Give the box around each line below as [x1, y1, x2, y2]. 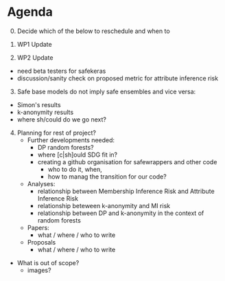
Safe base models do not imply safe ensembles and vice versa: [16, 87, 196, 95]
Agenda [7, 4, 53, 20]
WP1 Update [16, 40, 53, 48]
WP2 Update [16, 53, 54, 62]
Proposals [27, 238, 56, 246]
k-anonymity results [16, 108, 74, 116]
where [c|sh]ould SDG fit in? [37, 150, 118, 159]
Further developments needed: [27, 135, 115, 144]
